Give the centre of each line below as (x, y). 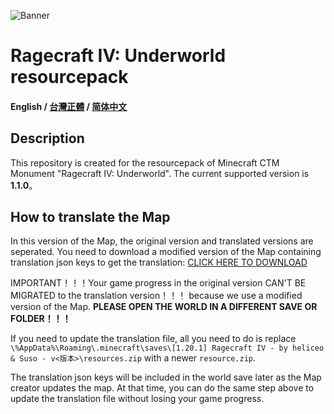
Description (47, 138)
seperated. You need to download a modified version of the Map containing (166, 252)
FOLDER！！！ (41, 319)
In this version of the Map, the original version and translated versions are (162, 241)
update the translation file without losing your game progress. (137, 399)
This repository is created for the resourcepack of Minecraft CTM (145, 162)
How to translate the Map (90, 216)
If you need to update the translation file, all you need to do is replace (153, 339)
